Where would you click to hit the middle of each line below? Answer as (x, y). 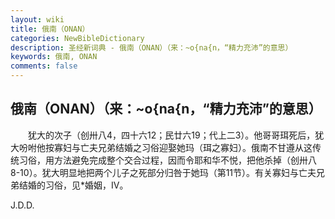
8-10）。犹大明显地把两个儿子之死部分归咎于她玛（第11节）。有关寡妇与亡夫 (163, 172)
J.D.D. (22, 205)
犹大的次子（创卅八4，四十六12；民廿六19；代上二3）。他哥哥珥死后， (171, 135)
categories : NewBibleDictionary (77, 38)
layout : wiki (37, 19)
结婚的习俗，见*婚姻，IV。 (73, 185)
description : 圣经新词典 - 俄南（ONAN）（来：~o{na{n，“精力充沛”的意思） (151, 47)
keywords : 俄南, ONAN (54, 57)
